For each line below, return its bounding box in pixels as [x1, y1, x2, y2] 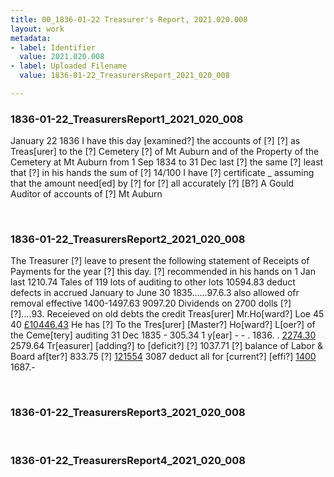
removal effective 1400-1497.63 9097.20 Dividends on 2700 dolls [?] [10, 297, 292, 310]
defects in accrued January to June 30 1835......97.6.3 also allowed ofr [10, 287, 300, 299]
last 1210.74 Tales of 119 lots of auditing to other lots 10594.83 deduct [10, 276, 296, 288]
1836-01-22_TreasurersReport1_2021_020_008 [10, 112, 244, 126]
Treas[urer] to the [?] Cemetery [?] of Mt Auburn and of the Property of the [10, 146, 320, 158]
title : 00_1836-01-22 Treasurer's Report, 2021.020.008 [10, 14, 248, 25]
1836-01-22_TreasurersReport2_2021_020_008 [10, 232, 246, 246]
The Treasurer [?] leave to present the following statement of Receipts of [10, 255, 310, 267]
